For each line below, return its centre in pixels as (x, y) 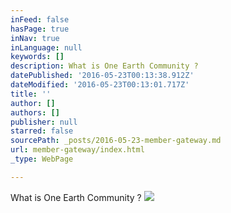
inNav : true (35, 38)
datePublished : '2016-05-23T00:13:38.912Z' (102, 76)
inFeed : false (40, 19)
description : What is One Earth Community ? (104, 66)
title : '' (31, 94)
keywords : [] (37, 57)
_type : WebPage (42, 159)
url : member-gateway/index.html (77, 150)
